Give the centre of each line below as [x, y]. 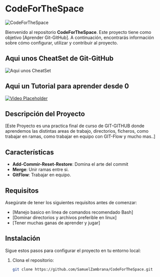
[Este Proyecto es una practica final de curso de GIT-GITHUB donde [75, 126]
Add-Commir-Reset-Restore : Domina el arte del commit [70, 164]
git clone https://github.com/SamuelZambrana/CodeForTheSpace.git [82, 269]
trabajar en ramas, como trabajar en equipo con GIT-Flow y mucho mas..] [80, 137]
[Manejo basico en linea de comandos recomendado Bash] [73, 212]
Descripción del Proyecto [45, 114]
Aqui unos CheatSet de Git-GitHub [59, 59]
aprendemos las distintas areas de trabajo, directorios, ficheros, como [77, 131]
